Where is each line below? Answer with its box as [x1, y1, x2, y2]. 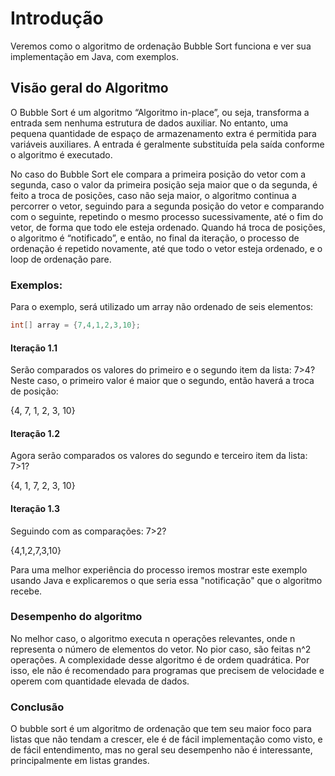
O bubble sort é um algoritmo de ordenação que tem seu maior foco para [10, 723, 312, 735]
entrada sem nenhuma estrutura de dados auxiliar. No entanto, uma [10, 117, 289, 129]
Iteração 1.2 [10, 427, 61, 439]
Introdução [10, 7, 104, 30]
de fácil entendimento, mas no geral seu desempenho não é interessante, [10, 744, 313, 756]
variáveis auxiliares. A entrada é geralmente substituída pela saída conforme [10, 138, 325, 150]
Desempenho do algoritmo [10, 610, 143, 624]
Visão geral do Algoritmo [10, 80, 169, 97]
